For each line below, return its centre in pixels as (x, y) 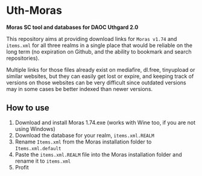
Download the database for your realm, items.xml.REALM (85, 135)
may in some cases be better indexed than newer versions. (79, 89)
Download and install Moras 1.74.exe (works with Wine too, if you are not (105, 122)
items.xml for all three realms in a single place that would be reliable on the (99, 45)
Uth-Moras (34, 11)
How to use (28, 108)
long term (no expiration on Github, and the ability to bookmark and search (99, 51)
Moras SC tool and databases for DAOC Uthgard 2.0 (72, 27)
